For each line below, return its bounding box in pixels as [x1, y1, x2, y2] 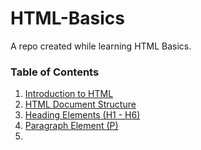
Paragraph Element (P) [24, 120, 119, 132]
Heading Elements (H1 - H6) [24, 109, 141, 121]
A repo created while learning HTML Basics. [10, 40, 192, 52]
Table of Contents [10, 65, 100, 79]
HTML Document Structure [24, 98, 137, 111]
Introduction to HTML [24, 88, 114, 100]
